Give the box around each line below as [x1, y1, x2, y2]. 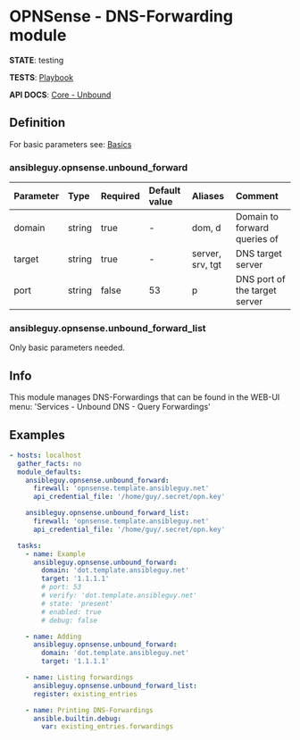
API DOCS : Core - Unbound [9, 89, 112, 100]
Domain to [235, 211, 279, 223]
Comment [235, 190, 279, 203]
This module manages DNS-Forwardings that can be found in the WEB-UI [9, 392, 280, 403]
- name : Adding [25, 632, 82, 641]
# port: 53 [41, 583, 82, 592]
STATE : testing [9, 54, 64, 65]
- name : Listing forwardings [25, 673, 134, 682]
